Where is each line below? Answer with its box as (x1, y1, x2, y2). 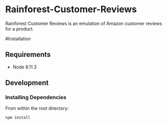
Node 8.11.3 (12, 64, 37, 70)
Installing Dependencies (5, 94, 67, 101)
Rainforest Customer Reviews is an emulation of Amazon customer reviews (5, 20, 162, 26)
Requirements (5, 50, 51, 59)
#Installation (5, 36, 31, 42)
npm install (5, 115, 30, 120)
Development (5, 79, 49, 87)
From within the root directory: (5, 105, 69, 111)
